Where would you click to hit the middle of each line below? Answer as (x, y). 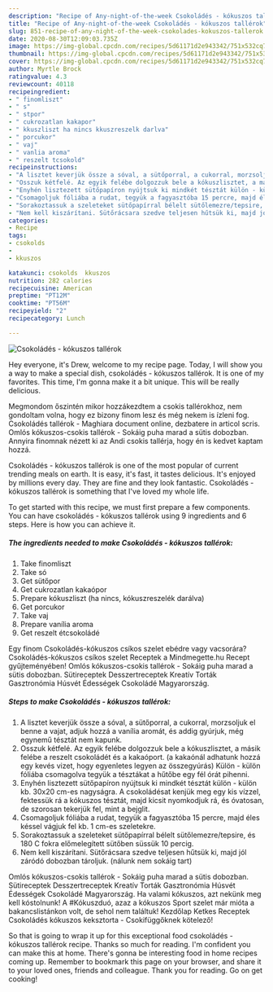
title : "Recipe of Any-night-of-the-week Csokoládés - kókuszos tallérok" (138, 24)
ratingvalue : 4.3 (38, 77)
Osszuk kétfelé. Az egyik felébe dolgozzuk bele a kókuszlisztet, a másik (141, 748)
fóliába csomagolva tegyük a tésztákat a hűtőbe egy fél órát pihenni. (135, 774)
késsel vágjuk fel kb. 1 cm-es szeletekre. (88, 826)
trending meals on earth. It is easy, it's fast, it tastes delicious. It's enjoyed (132, 474)
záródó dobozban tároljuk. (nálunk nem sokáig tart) (106, 861)
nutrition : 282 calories (50, 281)
